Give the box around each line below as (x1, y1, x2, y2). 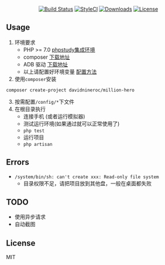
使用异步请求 (14, 213, 46, 220)
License (6, 238, 36, 248)
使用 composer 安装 (14, 75, 57, 82)
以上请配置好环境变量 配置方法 (23, 68, 97, 75)
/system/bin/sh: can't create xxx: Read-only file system (14, 174, 159, 180)
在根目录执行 (14, 106, 46, 113)
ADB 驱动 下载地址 (23, 60, 68, 67)
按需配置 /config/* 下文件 (14, 98, 75, 105)
